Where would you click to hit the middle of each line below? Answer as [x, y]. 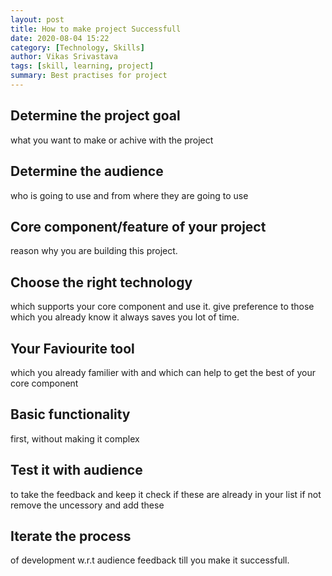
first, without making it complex [75, 438]
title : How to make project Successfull [96, 29]
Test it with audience [76, 470]
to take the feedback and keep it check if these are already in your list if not [166, 494]
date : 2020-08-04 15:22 [60, 38]
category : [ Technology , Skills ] [77, 47]
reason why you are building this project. [94, 251]
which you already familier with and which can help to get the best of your [163, 372]
